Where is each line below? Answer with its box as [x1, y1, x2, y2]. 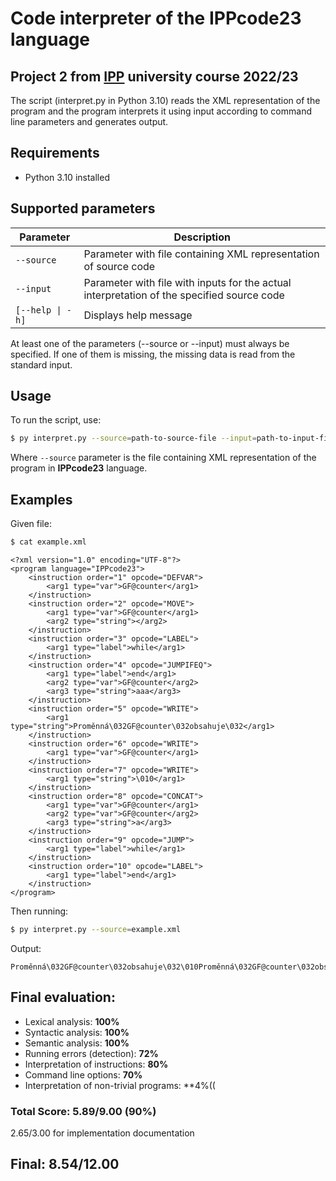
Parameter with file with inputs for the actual [83, 275, 292, 289]
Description [173, 230, 231, 244]
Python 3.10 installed [24, 171, 110, 183]
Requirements [10, 145, 100, 162]
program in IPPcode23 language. [10, 462, 148, 474]
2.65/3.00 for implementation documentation [10, 1127, 195, 1139]
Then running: [10, 905, 69, 917]
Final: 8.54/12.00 [10, 1156, 120, 1173]
